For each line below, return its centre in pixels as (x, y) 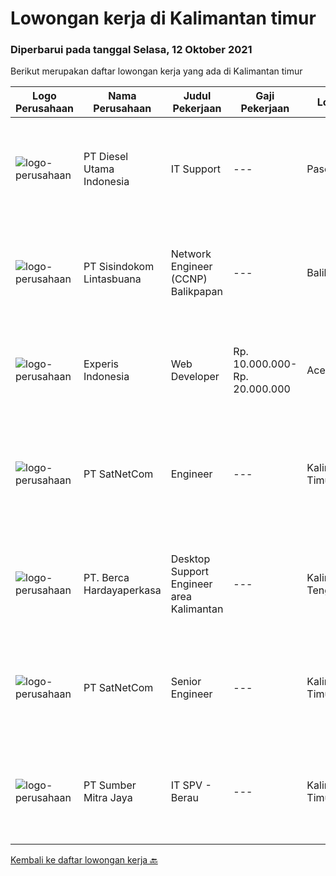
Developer (195, 377)
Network (191, 254)
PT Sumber (110, 785)
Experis (101, 364)
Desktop (190, 559)
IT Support (196, 169)
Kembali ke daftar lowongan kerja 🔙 (84, 860)
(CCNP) (189, 279)
